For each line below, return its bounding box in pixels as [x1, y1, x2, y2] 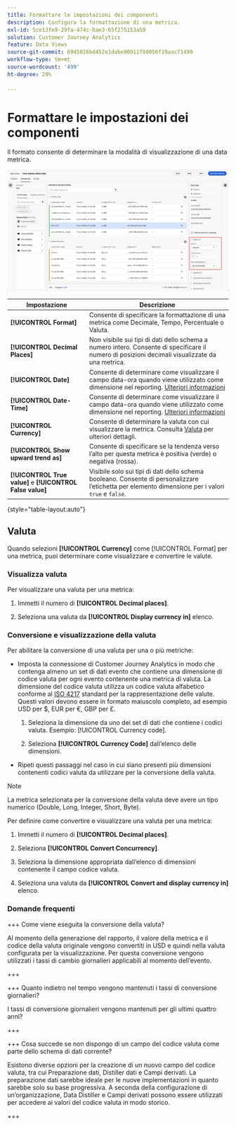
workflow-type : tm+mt [7, 56, 71, 63]
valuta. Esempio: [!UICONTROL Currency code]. [27, 726, 167, 735]
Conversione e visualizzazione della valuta [7, 630, 157, 640]
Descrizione [139, 300, 176, 309]
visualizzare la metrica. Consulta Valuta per [88, 425, 214, 434]
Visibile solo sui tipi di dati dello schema [88, 467, 204, 475]
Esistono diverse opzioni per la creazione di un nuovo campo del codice [7, 1060, 216, 1069]
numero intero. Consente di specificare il [88, 343, 206, 352]
